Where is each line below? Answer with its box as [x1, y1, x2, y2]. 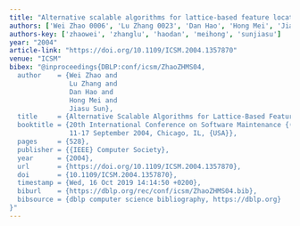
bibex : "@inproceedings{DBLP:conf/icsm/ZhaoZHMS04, [9, 63, 205, 72]
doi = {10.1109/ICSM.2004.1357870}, [17, 170, 178, 179]
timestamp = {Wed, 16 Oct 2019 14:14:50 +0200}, [17, 179, 202, 188]
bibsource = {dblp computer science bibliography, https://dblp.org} [17, 195, 281, 205]
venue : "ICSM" [9, 54, 62, 63]
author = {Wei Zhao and [17, 71, 118, 80]
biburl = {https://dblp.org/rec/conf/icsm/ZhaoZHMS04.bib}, [17, 187, 257, 196]
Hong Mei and [69, 95, 118, 105]
